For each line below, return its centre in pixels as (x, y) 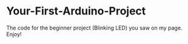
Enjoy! (14, 34)
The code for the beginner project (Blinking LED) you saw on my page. (94, 28)
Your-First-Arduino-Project (76, 11)
